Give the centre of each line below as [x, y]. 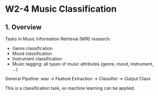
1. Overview [23, 27]
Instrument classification [37, 59]
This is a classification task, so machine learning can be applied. [70, 88]
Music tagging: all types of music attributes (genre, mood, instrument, [83, 64]
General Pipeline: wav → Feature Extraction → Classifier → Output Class [78, 79]
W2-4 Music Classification [61, 9]
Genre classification [32, 48]
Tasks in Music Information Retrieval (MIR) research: [58, 39]
